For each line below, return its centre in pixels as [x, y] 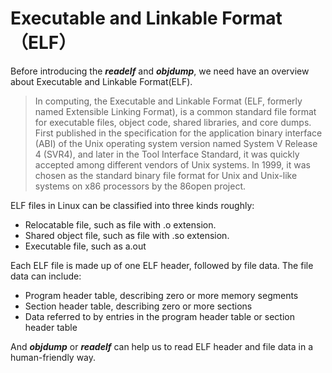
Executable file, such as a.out [85, 246]
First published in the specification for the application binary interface [178, 133]
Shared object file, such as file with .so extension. [127, 235]
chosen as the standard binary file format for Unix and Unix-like [166, 175]
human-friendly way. [53, 357]
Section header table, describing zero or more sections [138, 306]
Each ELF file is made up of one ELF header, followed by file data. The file [162, 265]
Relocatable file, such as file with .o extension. [120, 224]
